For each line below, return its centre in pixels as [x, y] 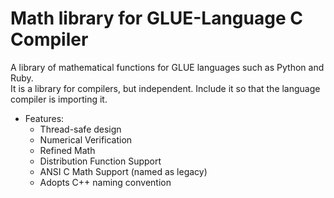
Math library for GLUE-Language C [156, 18]
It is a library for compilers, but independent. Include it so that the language [165, 88]
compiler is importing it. [59, 99]
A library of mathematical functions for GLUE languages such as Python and [167, 67]
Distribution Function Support [100, 161]
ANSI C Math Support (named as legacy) [123, 171]
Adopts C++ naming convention [105, 182]
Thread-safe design [80, 129]
